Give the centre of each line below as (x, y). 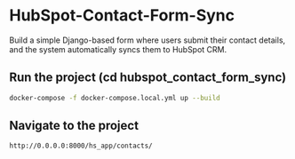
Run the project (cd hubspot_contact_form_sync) (148, 78)
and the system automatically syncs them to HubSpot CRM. (118, 49)
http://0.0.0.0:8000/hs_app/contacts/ (81, 146)
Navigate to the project (74, 126)
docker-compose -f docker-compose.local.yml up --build (115, 98)
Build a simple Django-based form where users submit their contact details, (147, 40)
